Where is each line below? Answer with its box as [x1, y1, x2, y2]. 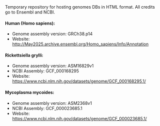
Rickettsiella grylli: [5, 52, 44, 58]
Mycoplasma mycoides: [5, 89, 55, 95]
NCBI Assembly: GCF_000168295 [12, 68, 79, 74]
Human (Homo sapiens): [5, 20, 55, 26]
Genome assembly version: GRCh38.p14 [12, 31, 93, 37]
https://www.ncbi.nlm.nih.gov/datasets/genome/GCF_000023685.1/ [12, 115, 147, 121]
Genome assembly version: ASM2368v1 [12, 100, 92, 106]
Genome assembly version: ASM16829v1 [12, 63, 94, 69]
